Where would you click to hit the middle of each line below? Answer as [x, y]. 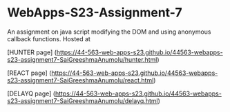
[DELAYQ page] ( [31, 93]
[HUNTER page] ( [32, 52]
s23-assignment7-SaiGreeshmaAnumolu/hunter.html [82, 59]
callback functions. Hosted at [49, 38]
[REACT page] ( [29, 73]
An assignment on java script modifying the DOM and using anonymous [109, 32]
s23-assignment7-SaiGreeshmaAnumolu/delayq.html [83, 100]
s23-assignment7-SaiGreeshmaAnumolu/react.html [80, 80]
